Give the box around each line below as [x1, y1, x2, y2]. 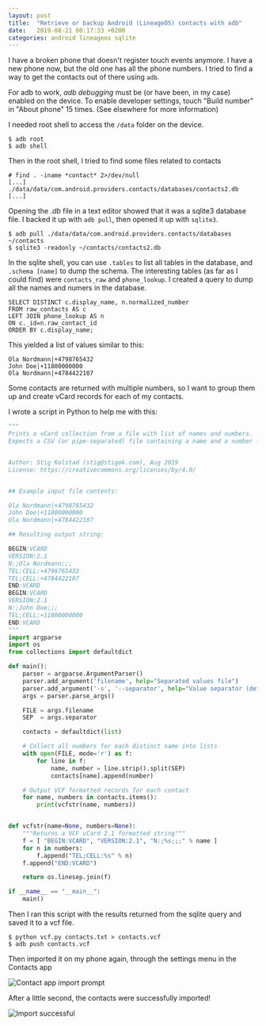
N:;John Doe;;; [8, 604, 59, 612]
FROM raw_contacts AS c [8, 305, 87, 313]
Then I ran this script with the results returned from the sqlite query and [8, 909, 241, 919]
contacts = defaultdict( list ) [22, 728, 123, 736]
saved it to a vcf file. [8, 918, 74, 927]
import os [8, 640, 41, 649]
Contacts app [8, 963, 53, 972]
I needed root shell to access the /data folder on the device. [8, 120, 204, 129]
